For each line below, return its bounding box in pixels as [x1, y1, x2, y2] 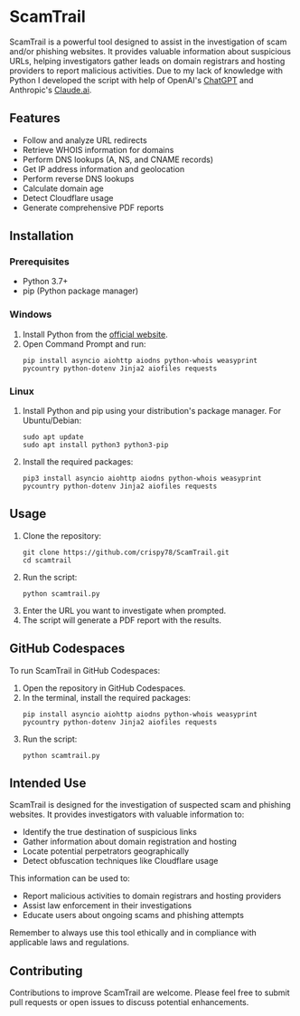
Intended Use [9, 776, 87, 791]
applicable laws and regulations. [9, 937, 129, 948]
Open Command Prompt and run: [22, 338, 146, 350]
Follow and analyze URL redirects [22, 134, 147, 146]
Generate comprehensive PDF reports [22, 202, 164, 213]
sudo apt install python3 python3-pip [22, 441, 169, 450]
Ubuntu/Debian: [22, 415, 82, 427]
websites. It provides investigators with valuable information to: [9, 809, 245, 820]
